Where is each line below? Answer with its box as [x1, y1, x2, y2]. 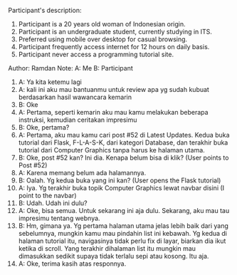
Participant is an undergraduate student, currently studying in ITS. [18, 28, 213, 36]
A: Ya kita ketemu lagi [18, 78, 83, 86]
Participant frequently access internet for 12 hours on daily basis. [18, 43, 210, 51]
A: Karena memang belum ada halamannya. [18, 169, 147, 177]
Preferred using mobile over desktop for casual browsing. [18, 35, 188, 43]
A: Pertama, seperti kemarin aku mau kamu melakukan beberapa [18, 108, 209, 116]
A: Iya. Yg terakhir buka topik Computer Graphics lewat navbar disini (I [18, 184, 225, 192]
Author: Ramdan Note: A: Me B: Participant [8, 64, 134, 72]
